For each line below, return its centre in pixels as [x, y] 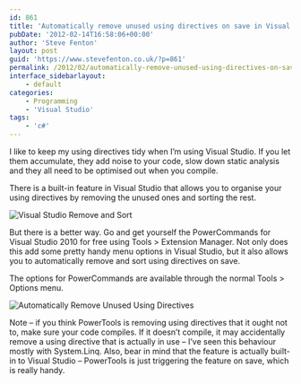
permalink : [30, 68]
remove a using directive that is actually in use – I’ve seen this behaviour [142, 341]
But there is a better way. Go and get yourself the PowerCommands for [140, 232]
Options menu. [37, 288]
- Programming [52, 101]
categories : [31, 92]
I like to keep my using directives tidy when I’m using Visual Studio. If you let [150, 152]
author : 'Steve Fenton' [54, 43]
